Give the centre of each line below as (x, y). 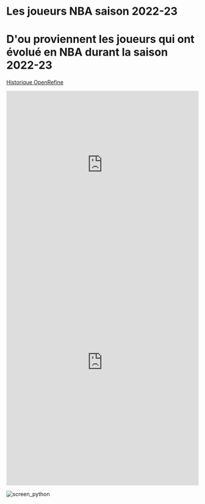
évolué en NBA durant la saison (87, 52)
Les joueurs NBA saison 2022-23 (92, 11)
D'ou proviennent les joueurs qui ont (101, 39)
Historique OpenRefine (35, 82)
